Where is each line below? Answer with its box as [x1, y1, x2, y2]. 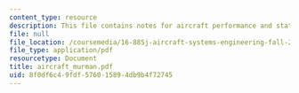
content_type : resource [9, 12, 98, 22]
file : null [9, 29, 50, 38]
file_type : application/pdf [9, 46, 114, 55]
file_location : [9, 37, 66, 47]
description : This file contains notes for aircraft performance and [9, 21, 273, 30]
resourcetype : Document [9, 54, 98, 63]
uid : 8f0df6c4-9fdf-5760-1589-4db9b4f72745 [9, 71, 174, 80]
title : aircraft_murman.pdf [9, 63, 114, 72]
